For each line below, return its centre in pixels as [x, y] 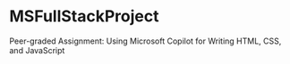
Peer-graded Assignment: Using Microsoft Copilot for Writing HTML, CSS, [145, 41]
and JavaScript [37, 50]
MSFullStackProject [84, 16]
